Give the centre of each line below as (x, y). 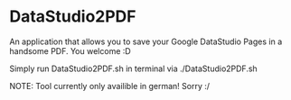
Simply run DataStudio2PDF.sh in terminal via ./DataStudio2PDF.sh (133, 68)
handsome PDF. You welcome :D (70, 50)
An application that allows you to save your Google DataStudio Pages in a (146, 41)
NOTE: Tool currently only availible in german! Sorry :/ (110, 86)
